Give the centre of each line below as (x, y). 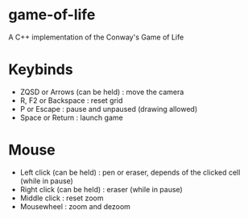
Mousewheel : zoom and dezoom (75, 206)
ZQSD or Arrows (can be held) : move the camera (102, 92)
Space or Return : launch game (71, 117)
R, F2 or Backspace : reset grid (71, 100)
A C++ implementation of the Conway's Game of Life (96, 37)
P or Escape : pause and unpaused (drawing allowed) (109, 109)
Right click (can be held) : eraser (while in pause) (101, 189)
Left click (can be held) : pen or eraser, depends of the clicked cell (130, 172)
